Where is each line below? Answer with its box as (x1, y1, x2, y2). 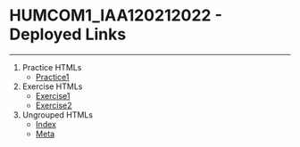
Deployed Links (9, 24, 127, 45)
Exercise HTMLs (21, 81, 83, 92)
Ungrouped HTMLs (21, 109, 94, 120)
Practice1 (35, 71, 70, 82)
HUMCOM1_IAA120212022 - (9, 5, 223, 26)
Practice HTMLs (21, 61, 82, 72)
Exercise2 (35, 100, 73, 110)
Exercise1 (35, 90, 71, 101)
